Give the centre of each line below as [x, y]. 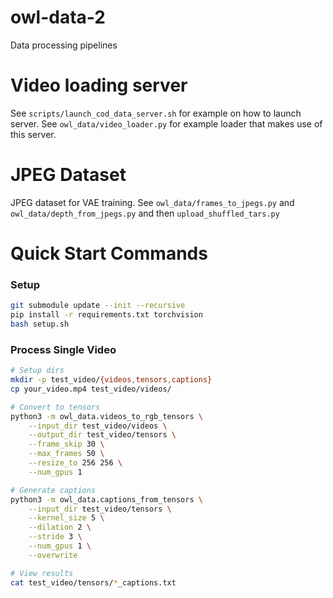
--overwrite [53, 555]
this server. [33, 134]
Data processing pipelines [64, 45]
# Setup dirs [37, 371]
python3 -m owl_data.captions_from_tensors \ [106, 499]
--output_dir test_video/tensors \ [102, 435]
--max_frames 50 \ [66, 454]
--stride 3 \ [55, 537]
